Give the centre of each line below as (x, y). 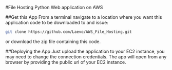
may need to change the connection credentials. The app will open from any (86, 57)
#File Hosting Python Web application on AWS (54, 7)
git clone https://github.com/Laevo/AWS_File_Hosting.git (69, 32)
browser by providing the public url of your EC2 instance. (66, 62)
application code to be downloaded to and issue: (57, 23)
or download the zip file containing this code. (53, 41)
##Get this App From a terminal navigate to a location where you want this (84, 17)
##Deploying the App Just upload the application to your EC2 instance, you (85, 51)
